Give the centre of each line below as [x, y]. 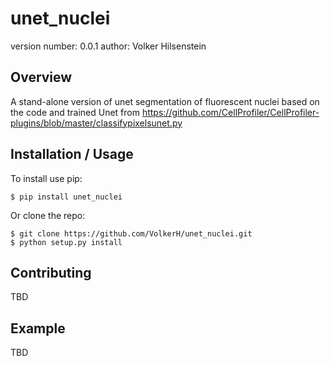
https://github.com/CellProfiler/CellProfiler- [230, 112]
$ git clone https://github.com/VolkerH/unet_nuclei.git [131, 233]
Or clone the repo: [48, 215]
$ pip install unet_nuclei [66, 197]
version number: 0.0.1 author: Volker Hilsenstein [108, 46]
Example [38, 328]
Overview [41, 77]
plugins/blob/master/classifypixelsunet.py [96, 123]
